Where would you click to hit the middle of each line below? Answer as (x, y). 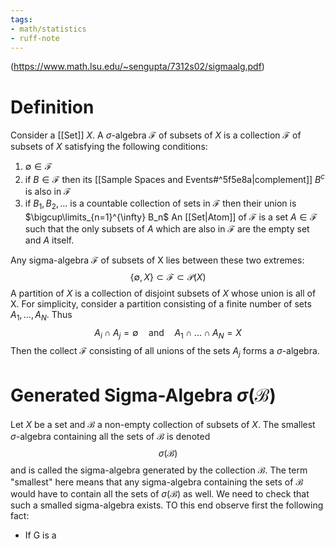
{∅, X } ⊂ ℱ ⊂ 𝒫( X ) (168, 277)
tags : (21, 19)
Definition (52, 107)
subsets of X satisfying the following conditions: (109, 147)
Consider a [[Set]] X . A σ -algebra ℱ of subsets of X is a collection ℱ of (156, 135)
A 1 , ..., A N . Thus (41, 315)
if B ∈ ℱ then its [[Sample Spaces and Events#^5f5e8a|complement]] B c (174, 178)
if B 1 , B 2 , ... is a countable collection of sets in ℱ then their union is (160, 204)
